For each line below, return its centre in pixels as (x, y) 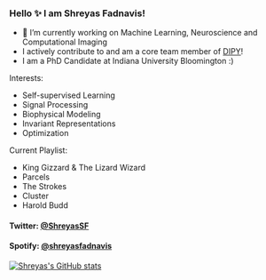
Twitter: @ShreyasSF (49, 226)
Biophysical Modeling (61, 115)
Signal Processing (55, 105)
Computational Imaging (65, 42)
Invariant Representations (69, 124)
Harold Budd (45, 205)
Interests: (27, 78)
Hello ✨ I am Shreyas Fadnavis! (78, 13)
